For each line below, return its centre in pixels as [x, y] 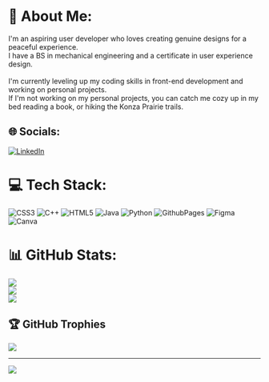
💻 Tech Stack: [58, 185]
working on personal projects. [58, 89]
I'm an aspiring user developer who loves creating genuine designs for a [127, 38]
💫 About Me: [50, 16]
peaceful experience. [43, 46]
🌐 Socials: [34, 132]
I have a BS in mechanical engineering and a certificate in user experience [131, 55]
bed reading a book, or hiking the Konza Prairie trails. [96, 107]
